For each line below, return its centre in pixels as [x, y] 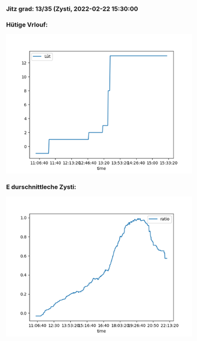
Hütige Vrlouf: [27, 24]
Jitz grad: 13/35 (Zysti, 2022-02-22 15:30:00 [72, 9]
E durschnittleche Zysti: [41, 187]
